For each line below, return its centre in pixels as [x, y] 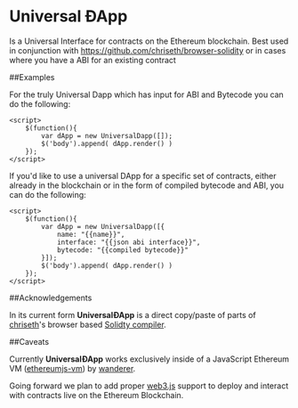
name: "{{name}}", [91, 234]
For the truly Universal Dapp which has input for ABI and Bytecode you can [147, 94]
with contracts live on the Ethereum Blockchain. [97, 395]
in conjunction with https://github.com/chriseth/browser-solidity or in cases [148, 50]
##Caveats [29, 341]
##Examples [32, 77]
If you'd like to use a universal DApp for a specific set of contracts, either [143, 175]
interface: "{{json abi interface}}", [129, 242]
